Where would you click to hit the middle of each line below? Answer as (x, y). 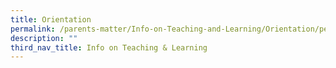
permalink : (33, 29)
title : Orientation (51, 19)
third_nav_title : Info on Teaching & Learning (109, 47)
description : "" (44, 38)
